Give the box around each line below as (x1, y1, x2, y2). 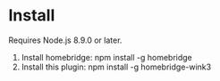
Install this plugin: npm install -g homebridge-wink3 (21, 61, 212, 72)
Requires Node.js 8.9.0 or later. (8, 35, 123, 45)
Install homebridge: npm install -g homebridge (21, 52, 193, 62)
